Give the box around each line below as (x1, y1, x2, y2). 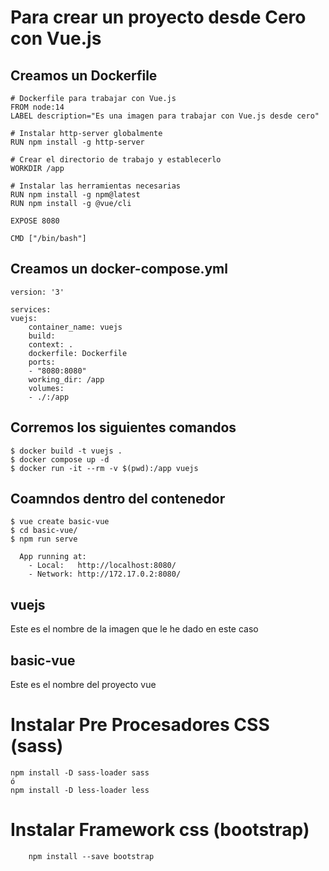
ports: (28, 357, 56, 367)
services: (10, 304, 52, 315)
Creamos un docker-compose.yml (10, 261, 228, 278)
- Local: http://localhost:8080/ (28, 561, 177, 571)
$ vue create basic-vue (10, 517, 110, 527)
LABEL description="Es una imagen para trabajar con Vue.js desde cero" (10, 111, 320, 121)
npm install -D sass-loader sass (10, 768, 150, 778)
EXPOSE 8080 (10, 216, 60, 226)
